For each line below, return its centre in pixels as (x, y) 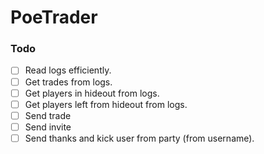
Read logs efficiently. (68, 70)
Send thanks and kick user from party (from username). (139, 138)
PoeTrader (54, 17)
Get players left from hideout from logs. (106, 104)
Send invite (48, 127)
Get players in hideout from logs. (92, 93)
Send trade (48, 115)
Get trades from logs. (68, 82)
